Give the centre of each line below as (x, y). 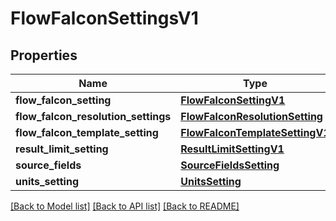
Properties (44, 55)
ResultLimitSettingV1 (232, 149)
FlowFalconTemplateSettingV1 (255, 132)
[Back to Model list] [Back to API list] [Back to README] (125, 206)
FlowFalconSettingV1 (233, 100)
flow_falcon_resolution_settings (93, 116)
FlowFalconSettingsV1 (104, 18)
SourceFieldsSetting (230, 165)
